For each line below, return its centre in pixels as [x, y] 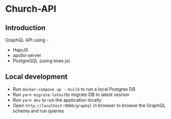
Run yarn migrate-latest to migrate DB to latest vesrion [71, 94]
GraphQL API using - [27, 40]
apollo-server [27, 55]
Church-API [31, 9]
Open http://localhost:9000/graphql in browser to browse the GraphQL [89, 105]
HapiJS [20, 50]
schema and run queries [38, 111]
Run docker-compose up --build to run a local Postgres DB [74, 89]
